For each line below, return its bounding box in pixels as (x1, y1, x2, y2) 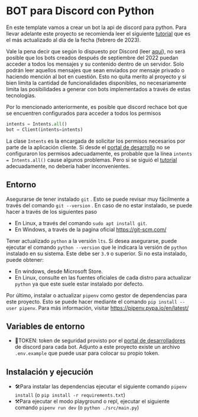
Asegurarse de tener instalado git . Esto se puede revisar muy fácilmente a (6, 195, 190, 203)
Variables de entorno (6, 321, 85, 331)
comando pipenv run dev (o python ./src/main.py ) (14, 404, 139, 411)
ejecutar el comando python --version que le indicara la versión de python (6, 243, 187, 251)
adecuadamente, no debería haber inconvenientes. (6, 162, 131, 169)
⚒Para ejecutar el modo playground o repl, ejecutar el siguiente (14, 398, 170, 405)
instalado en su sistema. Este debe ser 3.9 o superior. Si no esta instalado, (6, 250, 187, 257)
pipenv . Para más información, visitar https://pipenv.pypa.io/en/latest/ (19, 304, 189, 312)
